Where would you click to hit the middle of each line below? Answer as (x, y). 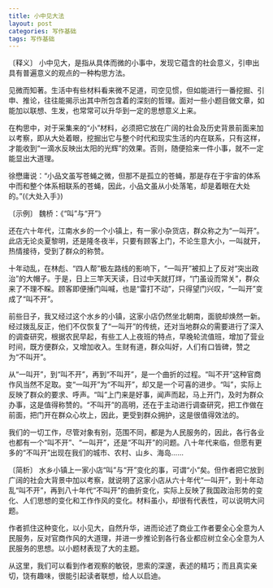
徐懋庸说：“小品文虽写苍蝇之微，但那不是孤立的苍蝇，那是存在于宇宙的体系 (135, 176)
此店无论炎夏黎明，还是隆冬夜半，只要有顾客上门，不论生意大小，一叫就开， (136, 241)
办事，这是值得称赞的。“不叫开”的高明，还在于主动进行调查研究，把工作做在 (136, 405)
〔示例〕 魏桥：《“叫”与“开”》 (57, 213)
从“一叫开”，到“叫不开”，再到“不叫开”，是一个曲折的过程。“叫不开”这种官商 (135, 375)
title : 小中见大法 (37, 16)
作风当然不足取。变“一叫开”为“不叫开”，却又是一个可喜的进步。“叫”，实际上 (135, 384)
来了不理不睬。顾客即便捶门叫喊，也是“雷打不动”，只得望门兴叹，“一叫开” (132, 289)
